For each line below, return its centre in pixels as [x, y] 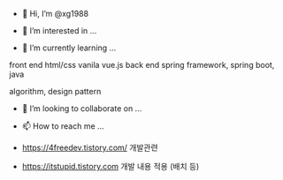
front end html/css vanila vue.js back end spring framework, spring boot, [142, 65]
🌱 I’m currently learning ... [69, 48]
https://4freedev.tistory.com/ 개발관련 [90, 147]
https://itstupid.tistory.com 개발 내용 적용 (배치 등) [111, 166]
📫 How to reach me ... [63, 126]
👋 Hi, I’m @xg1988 [55, 14]
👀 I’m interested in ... [59, 30]
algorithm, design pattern [55, 91]
